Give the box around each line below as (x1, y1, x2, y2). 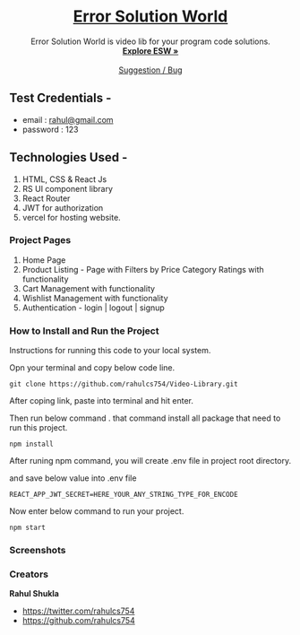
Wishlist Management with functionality (21, 292, 168, 303)
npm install (9, 439, 54, 449)
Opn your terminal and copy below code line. (9, 362, 176, 373)
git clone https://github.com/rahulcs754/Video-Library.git (9, 379, 239, 389)
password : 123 (21, 124, 79, 135)
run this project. (9, 422, 68, 433)
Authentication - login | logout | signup (21, 302, 166, 313)
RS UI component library (21, 183, 114, 194)
